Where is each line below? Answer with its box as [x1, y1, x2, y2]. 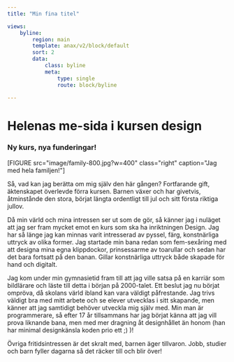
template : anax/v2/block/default [32, 43, 130, 50]
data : [32, 55, 49, 63]
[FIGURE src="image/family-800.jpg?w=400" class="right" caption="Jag [7, 158, 217, 167]
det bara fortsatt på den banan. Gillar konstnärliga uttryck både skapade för [7, 253, 225, 261]
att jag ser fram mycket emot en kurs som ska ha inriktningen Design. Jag [7, 223, 219, 231]
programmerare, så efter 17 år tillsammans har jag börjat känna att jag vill [7, 311, 217, 319]
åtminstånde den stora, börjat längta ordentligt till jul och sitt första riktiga [7, 194, 219, 203]
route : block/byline [57, 81, 117, 88]
